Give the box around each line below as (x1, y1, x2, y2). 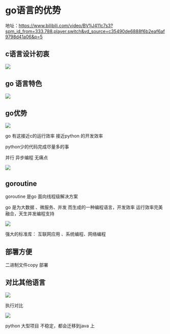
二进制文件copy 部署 (5, 262, 48, 268)
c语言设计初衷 (5, 49, 50, 59)
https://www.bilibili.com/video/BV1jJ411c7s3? (18, 22, 114, 29)
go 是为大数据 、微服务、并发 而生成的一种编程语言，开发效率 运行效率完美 (5, 204, 163, 211)
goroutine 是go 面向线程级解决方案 (5, 193, 78, 199)
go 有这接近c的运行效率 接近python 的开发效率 (5, 133, 103, 139)
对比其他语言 (5, 278, 46, 287)
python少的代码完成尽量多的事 (5, 144, 69, 150)
